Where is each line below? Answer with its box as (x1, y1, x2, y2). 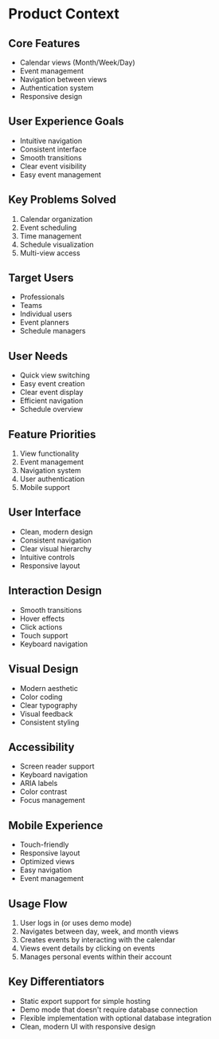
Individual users (19, 309, 72, 319)
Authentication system (19, 83, 94, 93)
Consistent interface (19, 144, 87, 154)
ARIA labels (19, 779, 58, 788)
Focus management (19, 796, 85, 805)
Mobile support (19, 483, 70, 492)
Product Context (8, 5, 119, 23)
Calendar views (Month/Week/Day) (19, 57, 135, 67)
